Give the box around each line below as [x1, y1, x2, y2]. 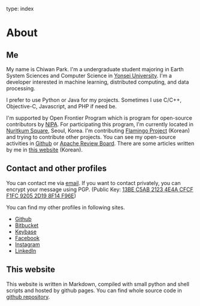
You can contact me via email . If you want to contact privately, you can [6, 179, 181, 186]
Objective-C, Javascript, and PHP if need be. [6, 103, 117, 110]
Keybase [14, 228, 37, 235]
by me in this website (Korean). [6, 146, 83, 153]
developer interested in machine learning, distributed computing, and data [6, 78, 189, 86]
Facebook [14, 234, 40, 241]
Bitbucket [14, 222, 39, 229]
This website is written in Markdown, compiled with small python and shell [6, 280, 190, 287]
